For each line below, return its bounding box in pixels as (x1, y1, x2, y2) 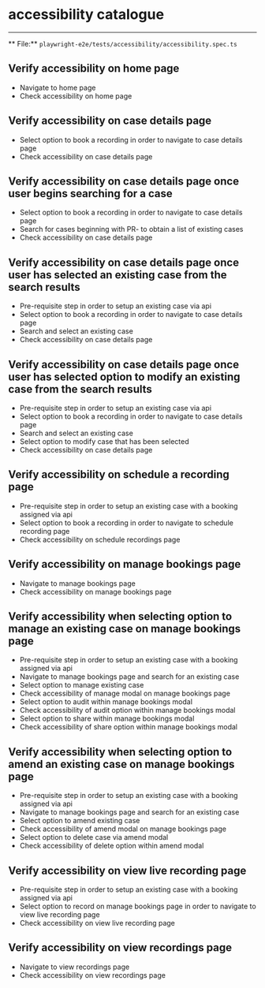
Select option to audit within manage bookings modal (19, 697, 193, 707)
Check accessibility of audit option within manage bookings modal (19, 706, 236, 715)
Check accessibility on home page (19, 91, 132, 100)
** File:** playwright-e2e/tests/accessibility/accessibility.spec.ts (8, 39, 238, 48)
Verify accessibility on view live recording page (8, 863, 247, 877)
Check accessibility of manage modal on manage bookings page (19, 688, 231, 699)
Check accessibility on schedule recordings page (19, 535, 181, 544)
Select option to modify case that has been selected (19, 437, 189, 446)
